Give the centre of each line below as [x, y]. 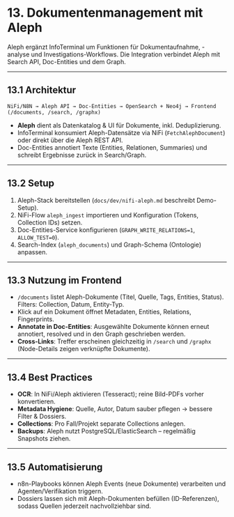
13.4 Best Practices [50, 377]
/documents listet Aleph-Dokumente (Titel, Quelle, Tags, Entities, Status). [120, 297]
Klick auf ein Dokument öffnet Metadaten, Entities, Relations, [104, 312]
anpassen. [32, 252]
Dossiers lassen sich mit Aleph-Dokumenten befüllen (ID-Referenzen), [118, 499]
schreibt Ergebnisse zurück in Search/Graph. [82, 155]
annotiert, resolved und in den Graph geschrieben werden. [101, 334]
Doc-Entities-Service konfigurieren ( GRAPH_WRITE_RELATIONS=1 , [106, 230]
